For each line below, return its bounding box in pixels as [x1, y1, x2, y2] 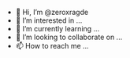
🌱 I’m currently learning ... [15, 24, 100, 33]
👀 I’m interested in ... [15, 16, 83, 25]
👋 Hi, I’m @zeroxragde [15, 8, 89, 16]
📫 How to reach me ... [15, 42, 89, 50]
